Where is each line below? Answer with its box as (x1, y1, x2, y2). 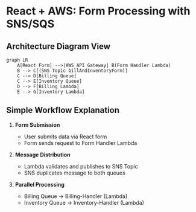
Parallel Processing (14, 181, 65, 188)
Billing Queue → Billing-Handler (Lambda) (24, 192, 128, 200)
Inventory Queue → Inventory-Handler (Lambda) (24, 199, 145, 206)
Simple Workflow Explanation (6, 105, 119, 115)
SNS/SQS (6, 17, 55, 31)
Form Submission (14, 121, 60, 128)
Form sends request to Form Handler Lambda (24, 139, 138, 146)
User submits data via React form (24, 133, 107, 140)
